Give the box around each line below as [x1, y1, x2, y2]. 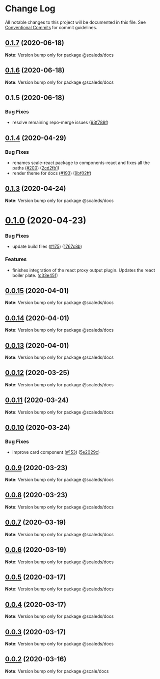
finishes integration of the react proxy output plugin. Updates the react [12, 267, 156, 273]
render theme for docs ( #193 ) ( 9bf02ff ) [12, 170, 92, 176]
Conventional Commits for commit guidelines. [5, 24, 97, 30]
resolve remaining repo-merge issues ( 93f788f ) [12, 119, 109, 126]
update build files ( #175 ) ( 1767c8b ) [12, 243, 82, 249]
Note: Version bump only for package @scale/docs [5, 668, 109, 674]
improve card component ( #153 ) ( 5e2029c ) [12, 449, 100, 455]
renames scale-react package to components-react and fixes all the [12, 160, 150, 166]
